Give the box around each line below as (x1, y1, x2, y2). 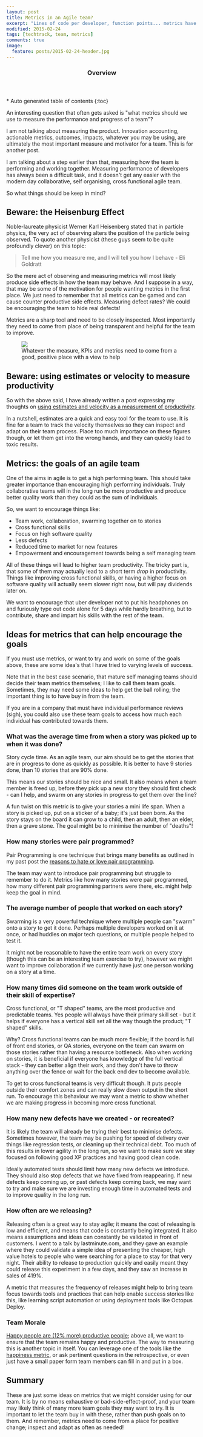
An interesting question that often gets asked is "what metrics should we (6, 109, 188, 116)
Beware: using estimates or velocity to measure (6, 371, 190, 381)
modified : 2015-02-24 (6, 25, 61, 32)
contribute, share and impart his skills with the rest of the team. (6, 612, 164, 619)
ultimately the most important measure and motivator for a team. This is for (6, 140, 194, 147)
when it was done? (6, 740, 63, 748)
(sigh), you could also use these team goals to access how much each (6, 711, 182, 718)
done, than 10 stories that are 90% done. (6, 766, 108, 774)
